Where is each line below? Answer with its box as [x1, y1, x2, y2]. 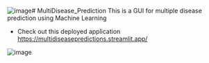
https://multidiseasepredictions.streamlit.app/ [17, 35, 148, 43]
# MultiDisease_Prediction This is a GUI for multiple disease [31, 7, 203, 15]
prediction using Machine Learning [7, 14, 107, 22]
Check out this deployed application [17, 28, 121, 35]
